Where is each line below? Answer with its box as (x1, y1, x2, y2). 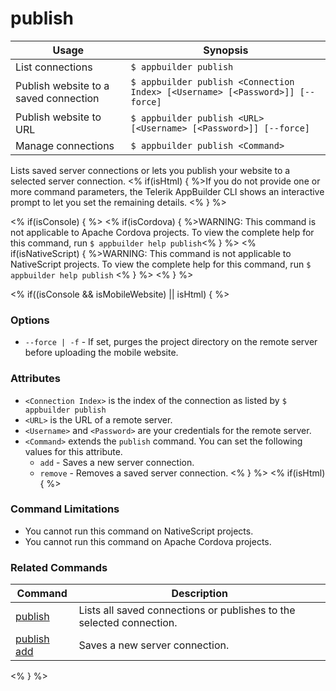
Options (10, 313, 50, 327)
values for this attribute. (24, 445, 123, 457)
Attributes (10, 372, 61, 386)
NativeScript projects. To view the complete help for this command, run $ (10, 258, 312, 270)
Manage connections (15, 138, 115, 152)
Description (171, 587, 228, 601)
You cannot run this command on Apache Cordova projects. (24, 535, 272, 547)
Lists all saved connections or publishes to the (78, 603, 296, 617)
